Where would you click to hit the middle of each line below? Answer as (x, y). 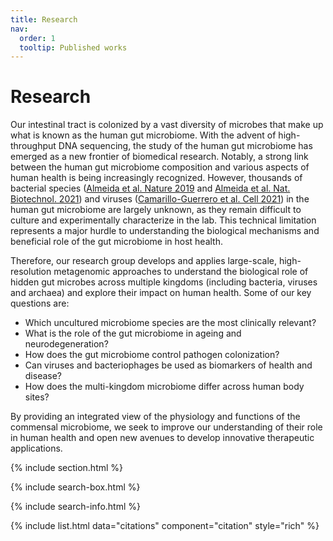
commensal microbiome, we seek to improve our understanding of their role (166, 427)
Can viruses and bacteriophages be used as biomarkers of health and (168, 365)
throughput (33, 146)
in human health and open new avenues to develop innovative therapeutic (162, 438)
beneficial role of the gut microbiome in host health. (117, 242)
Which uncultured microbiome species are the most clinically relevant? (170, 323)
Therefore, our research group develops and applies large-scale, (143, 261)
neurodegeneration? (66, 344)
